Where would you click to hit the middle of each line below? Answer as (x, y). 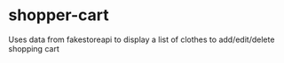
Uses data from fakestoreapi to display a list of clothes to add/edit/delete (142, 39)
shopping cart (34, 48)
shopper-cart (59, 15)
